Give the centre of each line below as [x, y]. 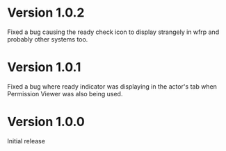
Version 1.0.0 [46, 122]
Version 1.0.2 [46, 13]
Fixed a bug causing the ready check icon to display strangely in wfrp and [113, 32]
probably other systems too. [48, 39]
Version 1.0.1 [44, 68]
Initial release [26, 141]
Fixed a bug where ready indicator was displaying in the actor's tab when [112, 86]
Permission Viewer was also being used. [65, 94]
